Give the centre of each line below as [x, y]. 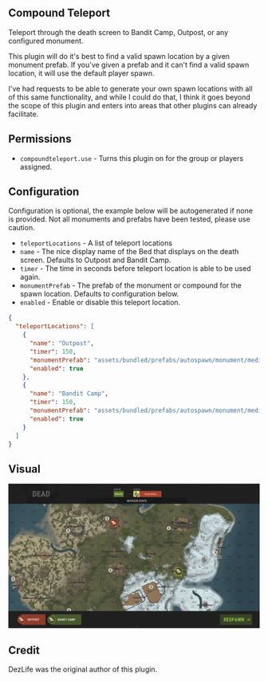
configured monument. [46, 41]
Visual [25, 469]
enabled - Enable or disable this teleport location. [100, 303]
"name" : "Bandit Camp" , [69, 394]
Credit [24, 651]
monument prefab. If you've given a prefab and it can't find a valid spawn [129, 65]
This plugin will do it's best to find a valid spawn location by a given [119, 56]
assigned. [36, 167]
